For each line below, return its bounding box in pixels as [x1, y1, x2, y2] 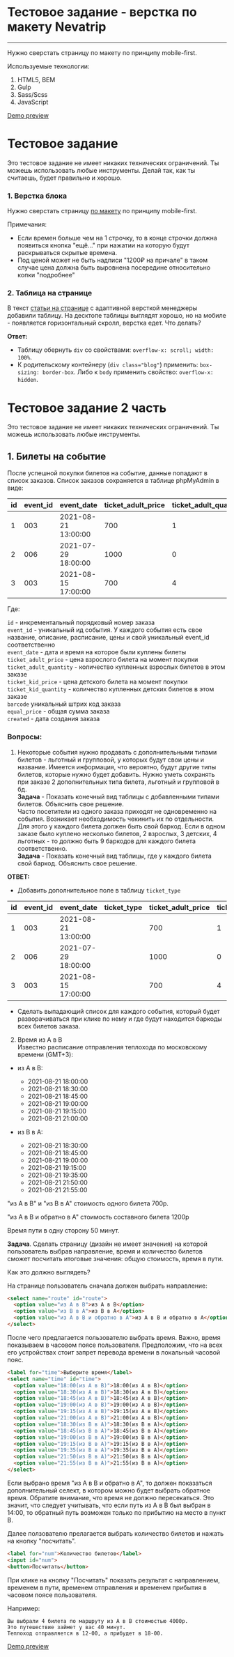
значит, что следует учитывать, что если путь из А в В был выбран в [7, 1501, 211, 1509]
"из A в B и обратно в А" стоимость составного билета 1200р [7, 1212, 189, 1221]
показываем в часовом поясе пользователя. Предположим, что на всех [7, 1341, 223, 1349]
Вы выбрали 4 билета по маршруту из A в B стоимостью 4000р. [7, 1617, 189, 1624]
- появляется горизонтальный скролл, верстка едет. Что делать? [7, 318, 201, 327]
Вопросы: [7, 732, 42, 742]
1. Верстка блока [7, 191, 68, 201]
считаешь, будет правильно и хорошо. [7, 174, 122, 182]
